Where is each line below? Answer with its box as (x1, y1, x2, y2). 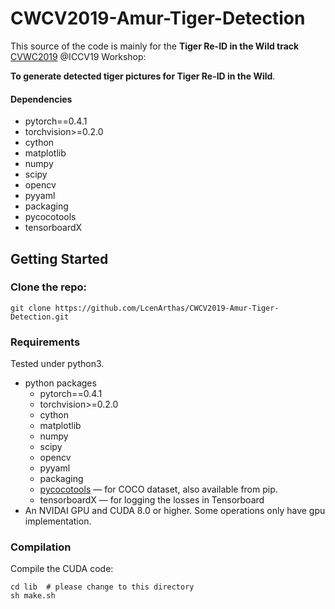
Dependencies (10, 93, 73, 105)
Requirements (10, 335, 81, 349)
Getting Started (10, 250, 109, 267)
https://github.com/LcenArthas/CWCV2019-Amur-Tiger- (54, 303, 280, 313)
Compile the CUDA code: (10, 563, 114, 575)
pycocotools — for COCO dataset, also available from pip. (39, 483, 278, 496)
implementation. (24, 515, 92, 527)
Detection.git (10, 312, 70, 322)
